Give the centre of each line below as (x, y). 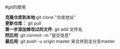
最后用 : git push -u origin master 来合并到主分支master (60, 41)
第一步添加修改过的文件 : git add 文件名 (44, 29)
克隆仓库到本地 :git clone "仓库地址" (40, 17)
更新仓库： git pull (23, 23)
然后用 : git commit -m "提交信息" (38, 35)
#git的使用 (15, 7)
